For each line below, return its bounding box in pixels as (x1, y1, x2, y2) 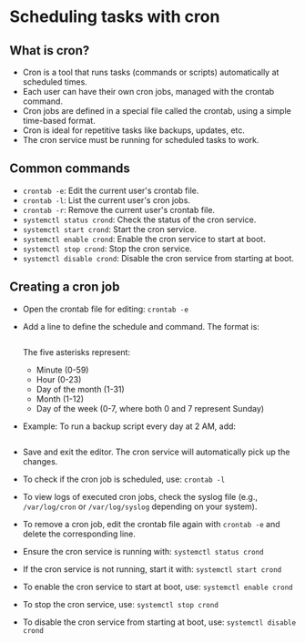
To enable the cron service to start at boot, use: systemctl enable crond (22, 581, 293, 592)
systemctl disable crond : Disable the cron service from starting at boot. (22, 252, 294, 263)
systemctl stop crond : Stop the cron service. (22, 243, 193, 254)
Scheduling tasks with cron (9, 6, 220, 27)
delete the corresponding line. (22, 528, 137, 539)
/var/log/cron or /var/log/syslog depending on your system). (22, 501, 258, 512)
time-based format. (22, 116, 96, 126)
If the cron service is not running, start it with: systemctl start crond (22, 563, 282, 575)
